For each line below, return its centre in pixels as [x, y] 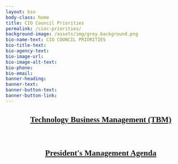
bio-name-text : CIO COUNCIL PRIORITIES [56, 40]
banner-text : [22, 85]
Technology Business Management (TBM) [101, 120]
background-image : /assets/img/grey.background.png [72, 34]
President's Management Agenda [101, 153]
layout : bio [21, 12]
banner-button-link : [32, 96]
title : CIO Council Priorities [45, 23]
